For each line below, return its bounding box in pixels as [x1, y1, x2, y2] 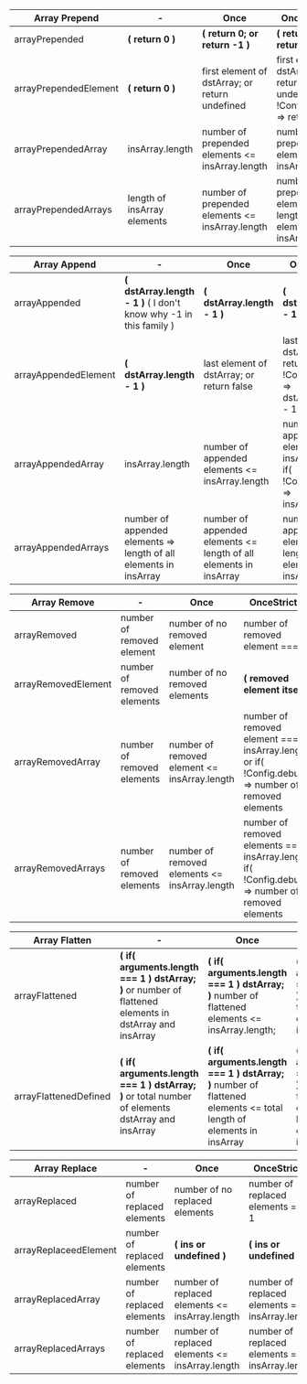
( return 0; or [202, 27, 259, 39]
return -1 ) [202, 38, 250, 51]
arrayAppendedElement [14, 369, 116, 381]
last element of [203, 357, 268, 370]
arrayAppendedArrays [14, 542, 110, 553]
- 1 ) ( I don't [124, 296, 181, 309]
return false [203, 380, 253, 392]
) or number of [119, 983, 183, 996]
